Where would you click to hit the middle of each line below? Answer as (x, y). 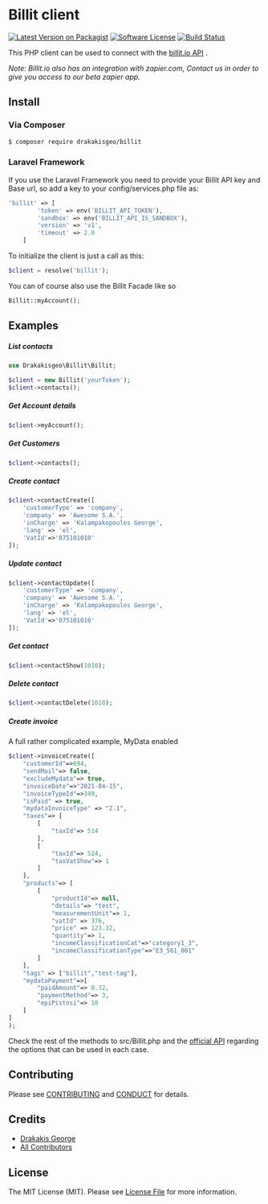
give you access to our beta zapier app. (74, 76)
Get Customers (34, 443)
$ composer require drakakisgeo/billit (75, 142)
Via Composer (37, 125)
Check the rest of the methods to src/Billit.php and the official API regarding (134, 1041)
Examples (33, 326)
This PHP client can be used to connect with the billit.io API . (108, 52)
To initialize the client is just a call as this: (76, 256)
